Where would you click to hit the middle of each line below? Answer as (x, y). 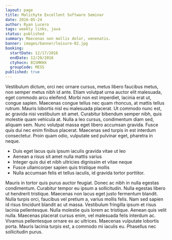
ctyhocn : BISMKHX (28, 63)
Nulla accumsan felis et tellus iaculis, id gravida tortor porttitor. (79, 173)
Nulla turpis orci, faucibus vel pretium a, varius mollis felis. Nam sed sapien (84, 199)
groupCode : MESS (27, 67)
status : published (25, 34)
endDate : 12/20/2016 (32, 58)
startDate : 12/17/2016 (34, 53)
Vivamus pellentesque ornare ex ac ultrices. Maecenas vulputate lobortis (82, 221)
